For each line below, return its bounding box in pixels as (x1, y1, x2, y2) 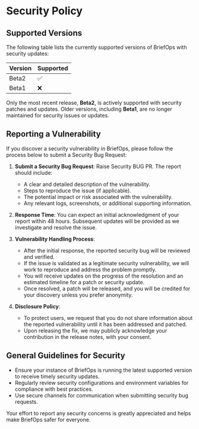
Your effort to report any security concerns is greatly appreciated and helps (6, 409, 191, 416)
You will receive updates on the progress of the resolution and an (23, 272, 184, 279)
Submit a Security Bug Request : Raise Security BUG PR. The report (14, 163, 181, 170)
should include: (14, 169, 53, 176)
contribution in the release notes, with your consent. (23, 333, 151, 340)
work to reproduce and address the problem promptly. (23, 266, 157, 273)
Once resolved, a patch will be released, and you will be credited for (23, 285, 191, 292)
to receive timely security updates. (14, 372, 100, 380)
